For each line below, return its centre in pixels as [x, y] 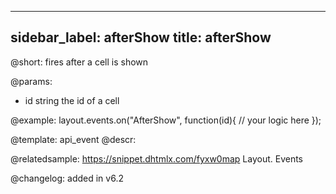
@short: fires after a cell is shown [79, 62]
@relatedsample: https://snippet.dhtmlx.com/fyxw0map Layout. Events [157, 158]
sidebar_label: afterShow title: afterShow [141, 37]
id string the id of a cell [72, 100]
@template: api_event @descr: [73, 139]
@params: [31, 81]
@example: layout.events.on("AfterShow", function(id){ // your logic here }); [166, 120]
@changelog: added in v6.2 [67, 178]
